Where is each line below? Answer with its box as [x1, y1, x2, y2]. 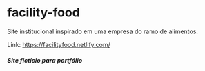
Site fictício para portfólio [7, 56, 83, 64]
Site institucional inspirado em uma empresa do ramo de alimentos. [7, 27, 199, 35]
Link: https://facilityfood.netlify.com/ [7, 40, 110, 48]
